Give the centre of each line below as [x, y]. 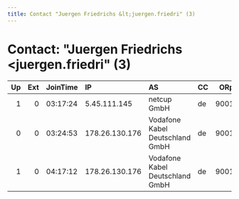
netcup [160, 99]
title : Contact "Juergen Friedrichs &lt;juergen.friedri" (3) [101, 14]
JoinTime [62, 87]
